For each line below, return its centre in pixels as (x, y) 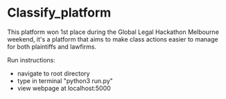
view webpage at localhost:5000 (64, 88)
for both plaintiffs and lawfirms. (52, 46)
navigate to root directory (53, 73)
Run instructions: (31, 60)
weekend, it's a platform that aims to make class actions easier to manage (113, 39)
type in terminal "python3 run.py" (65, 80)
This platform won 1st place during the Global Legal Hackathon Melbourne (113, 32)
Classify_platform (59, 13)
